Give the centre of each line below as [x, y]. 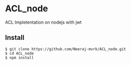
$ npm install [20, 58]
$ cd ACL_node [20, 53]
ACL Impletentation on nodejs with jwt [43, 22]
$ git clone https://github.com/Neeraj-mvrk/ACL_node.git [65, 49]
